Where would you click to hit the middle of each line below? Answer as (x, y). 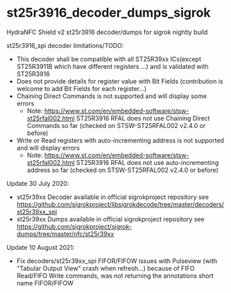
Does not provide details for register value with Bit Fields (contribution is (120, 81)
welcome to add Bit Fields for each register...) (82, 88)
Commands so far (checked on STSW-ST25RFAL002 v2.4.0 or (116, 125)
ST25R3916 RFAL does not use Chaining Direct (143, 118)
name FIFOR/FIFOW (45, 283)
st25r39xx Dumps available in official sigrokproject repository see (111, 219)
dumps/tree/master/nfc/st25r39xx (65, 234)
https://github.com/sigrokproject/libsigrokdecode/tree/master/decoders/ (120, 204)
